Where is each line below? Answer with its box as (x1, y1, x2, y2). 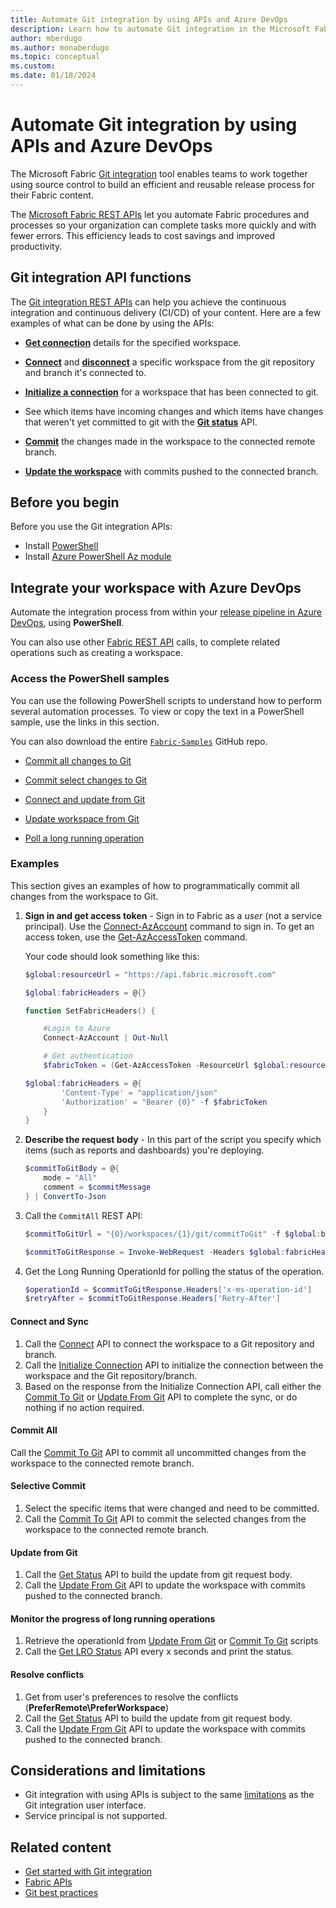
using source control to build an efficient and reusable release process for (10, 178, 315, 190)
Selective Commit (10, 1480, 87, 1492)
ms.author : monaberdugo (10, 42, 110, 53)
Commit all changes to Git (24, 754, 132, 766)
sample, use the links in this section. (10, 716, 160, 728)
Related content (10, 1839, 112, 1856)
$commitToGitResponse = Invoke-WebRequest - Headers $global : (24, 1247, 286, 1257)
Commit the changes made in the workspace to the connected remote (24, 435, 316, 447)
